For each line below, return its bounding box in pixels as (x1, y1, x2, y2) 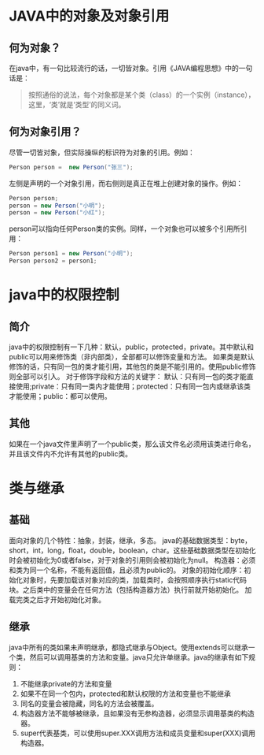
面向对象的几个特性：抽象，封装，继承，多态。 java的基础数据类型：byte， (9, 535, 252, 545)
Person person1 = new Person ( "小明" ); (9, 250, 134, 258)
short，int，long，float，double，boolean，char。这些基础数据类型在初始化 (9, 545, 256, 555)
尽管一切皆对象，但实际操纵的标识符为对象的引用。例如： (9, 147, 195, 157)
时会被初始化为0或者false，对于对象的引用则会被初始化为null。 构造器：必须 (9, 555, 256, 564)
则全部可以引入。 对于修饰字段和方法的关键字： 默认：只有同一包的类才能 (9, 372, 247, 381)
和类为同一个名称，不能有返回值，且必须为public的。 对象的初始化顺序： (9, 565, 244, 575)
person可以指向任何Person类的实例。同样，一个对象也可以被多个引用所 (9, 224, 240, 233)
